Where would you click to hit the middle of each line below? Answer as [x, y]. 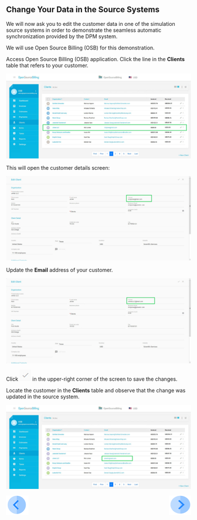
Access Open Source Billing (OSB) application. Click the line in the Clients [96, 59]
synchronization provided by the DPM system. [62, 36]
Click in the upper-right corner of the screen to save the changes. [92, 379]
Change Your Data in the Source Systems [83, 10]
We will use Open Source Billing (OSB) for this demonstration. [80, 48]
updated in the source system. [43, 397]
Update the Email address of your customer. [60, 270]
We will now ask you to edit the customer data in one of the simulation [91, 24]
